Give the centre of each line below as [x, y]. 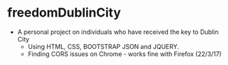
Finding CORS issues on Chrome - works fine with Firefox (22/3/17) [124, 54]
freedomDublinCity [64, 13]
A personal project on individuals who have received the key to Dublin [118, 32]
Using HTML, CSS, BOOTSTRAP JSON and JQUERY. [104, 46]
